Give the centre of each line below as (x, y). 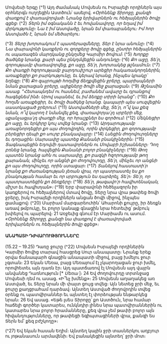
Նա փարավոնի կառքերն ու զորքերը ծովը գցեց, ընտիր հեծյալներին (83, 49)
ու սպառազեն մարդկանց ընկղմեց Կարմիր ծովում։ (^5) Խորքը (77, 54)
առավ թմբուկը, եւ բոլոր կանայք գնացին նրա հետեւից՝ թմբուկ (77, 208)
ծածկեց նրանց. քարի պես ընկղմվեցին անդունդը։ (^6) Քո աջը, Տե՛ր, (83, 59)
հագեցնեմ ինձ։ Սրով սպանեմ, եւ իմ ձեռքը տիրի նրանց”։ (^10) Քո (80, 96)
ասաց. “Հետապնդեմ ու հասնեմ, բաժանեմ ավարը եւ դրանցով (78, 91)
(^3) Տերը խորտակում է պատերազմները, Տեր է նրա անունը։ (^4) (80, 43)
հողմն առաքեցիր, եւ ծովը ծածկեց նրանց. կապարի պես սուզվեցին (83, 102)
